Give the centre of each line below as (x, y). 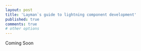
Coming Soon (19, 43)
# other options (22, 29)
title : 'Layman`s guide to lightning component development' (71, 15)
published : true (22, 19)
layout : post (19, 10)
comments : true (21, 24)
